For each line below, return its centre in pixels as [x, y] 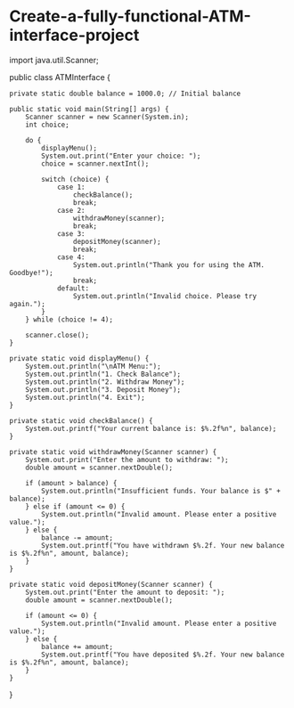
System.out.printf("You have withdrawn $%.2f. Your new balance [163, 545]
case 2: [71, 210]
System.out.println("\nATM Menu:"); [94, 366]
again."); [28, 304]
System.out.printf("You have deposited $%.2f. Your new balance [163, 655]
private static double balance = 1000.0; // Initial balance [125, 94]
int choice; [47, 125]
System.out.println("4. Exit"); [85, 397]
